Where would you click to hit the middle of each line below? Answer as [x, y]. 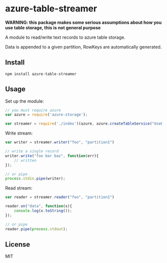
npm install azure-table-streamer [41, 74]
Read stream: [19, 188]
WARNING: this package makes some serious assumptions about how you [83, 22]
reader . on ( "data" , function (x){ [39, 206]
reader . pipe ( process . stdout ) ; [37, 229]
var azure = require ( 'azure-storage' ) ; [46, 115]
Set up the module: [25, 101]
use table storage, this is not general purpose [53, 27]
